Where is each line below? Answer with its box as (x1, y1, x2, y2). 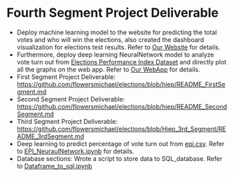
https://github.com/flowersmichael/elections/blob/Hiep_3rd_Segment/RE (16, 125, 227, 133)
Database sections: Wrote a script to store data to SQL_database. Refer (16, 154, 223, 162)
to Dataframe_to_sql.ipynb (16, 162, 92, 170)
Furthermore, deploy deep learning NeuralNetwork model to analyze (16, 50, 214, 59)
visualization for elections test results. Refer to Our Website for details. (16, 43, 221, 51)
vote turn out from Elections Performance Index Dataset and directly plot (16, 57, 227, 66)
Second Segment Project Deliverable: (16, 94, 125, 103)
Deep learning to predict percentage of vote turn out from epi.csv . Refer (16, 139, 225, 148)
